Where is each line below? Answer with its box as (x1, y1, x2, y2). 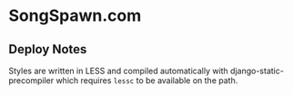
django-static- (229, 65, 284, 76)
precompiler (8, 75, 55, 86)
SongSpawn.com (8, 5, 142, 26)
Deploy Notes (8, 42, 87, 57)
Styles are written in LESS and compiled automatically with (8, 65, 228, 76)
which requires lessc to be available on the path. (56, 75, 238, 86)
